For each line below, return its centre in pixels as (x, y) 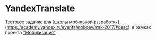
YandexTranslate (40, 9)
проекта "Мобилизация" (30, 32)
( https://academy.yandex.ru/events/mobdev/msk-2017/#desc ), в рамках (78, 27)
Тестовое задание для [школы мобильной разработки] (62, 22)
